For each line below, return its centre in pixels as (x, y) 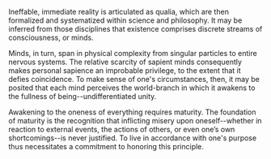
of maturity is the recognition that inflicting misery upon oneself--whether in (135, 120)
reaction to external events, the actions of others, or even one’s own (122, 129)
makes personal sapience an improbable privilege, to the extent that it (125, 71)
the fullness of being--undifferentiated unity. (83, 96)
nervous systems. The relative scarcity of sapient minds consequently (125, 62)
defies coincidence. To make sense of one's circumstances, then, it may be (134, 79)
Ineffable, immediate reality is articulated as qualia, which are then (119, 12)
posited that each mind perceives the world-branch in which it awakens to (132, 88)
